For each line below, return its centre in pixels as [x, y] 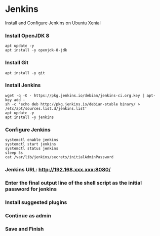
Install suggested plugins [36, 202]
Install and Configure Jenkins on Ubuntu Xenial [53, 23]
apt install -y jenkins [30, 117]
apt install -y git [25, 73]
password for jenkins [31, 189]
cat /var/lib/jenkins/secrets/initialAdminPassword [59, 157]
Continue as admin [28, 215]
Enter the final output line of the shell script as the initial [74, 183]
